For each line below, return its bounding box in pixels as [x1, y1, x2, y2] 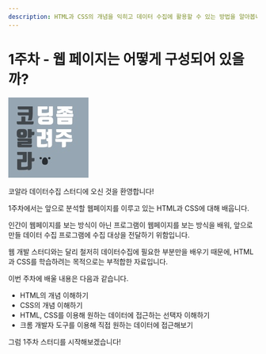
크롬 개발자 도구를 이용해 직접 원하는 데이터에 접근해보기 [19, 320, 194, 329]
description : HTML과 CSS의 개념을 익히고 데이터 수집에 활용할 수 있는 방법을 [8, 13, 236, 21]
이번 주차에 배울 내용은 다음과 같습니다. [8, 273, 129, 283]
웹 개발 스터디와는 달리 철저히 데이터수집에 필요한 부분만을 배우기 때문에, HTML [8, 246, 254, 257]
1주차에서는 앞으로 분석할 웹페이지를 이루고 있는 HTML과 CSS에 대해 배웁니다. [8, 203, 249, 213]
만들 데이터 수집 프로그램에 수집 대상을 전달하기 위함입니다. [8, 230, 190, 239]
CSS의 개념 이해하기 [19, 300, 83, 310]
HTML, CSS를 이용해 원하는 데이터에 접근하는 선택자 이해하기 [19, 310, 210, 320]
